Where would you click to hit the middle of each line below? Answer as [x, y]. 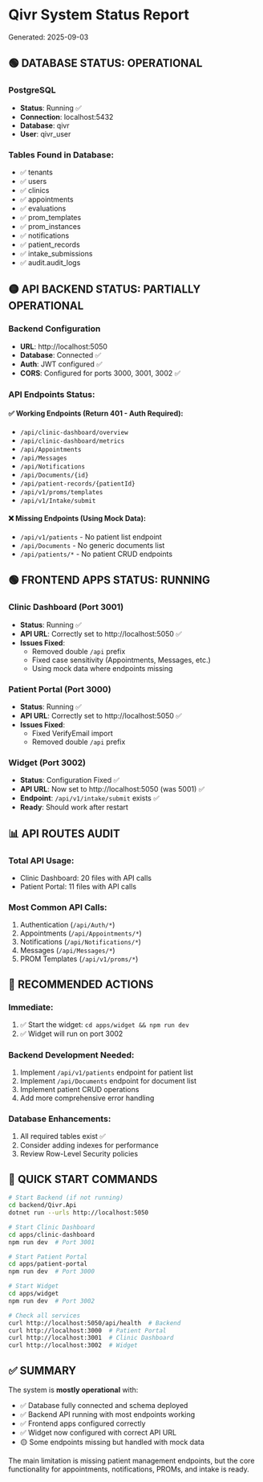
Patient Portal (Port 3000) [60, 689]
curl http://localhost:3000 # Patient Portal [87, 1331]
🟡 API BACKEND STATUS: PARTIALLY [105, 290]
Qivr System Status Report [99, 15]
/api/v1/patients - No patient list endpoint [91, 537]
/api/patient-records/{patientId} [77, 484]
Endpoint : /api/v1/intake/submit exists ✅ [90, 798]
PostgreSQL [32, 90]
